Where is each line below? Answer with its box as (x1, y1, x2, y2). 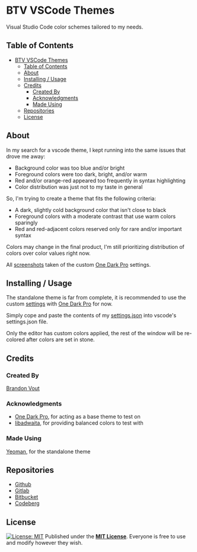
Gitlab (14, 487, 30, 494)
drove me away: (6, 152, 46, 160)
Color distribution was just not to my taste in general (14, 183, 143, 191)
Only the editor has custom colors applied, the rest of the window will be (6, 330, 183, 337)
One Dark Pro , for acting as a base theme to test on (14, 413, 141, 420)
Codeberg (14, 500, 40, 507)
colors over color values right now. (6, 250, 91, 257)
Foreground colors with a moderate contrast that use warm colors (14, 213, 176, 220)
